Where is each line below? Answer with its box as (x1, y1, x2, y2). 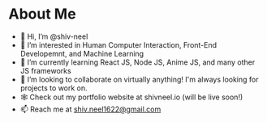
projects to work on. (19, 82, 88, 93)
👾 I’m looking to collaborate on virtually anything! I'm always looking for (19, 74, 259, 84)
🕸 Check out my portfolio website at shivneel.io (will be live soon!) (19, 92, 243, 102)
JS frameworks (19, 65, 71, 75)
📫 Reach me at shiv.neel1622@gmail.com (19, 104, 161, 114)
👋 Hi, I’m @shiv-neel (19, 32, 88, 41)
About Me (8, 5, 76, 23)
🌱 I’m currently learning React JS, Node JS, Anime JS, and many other (19, 57, 256, 67)
